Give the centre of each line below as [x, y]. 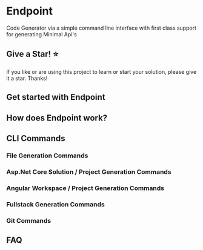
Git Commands [29, 220]
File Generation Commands [47, 156]
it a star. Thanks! [27, 78]
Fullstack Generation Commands [55, 204]
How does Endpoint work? [57, 118]
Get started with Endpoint [56, 97]
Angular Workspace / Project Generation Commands [85, 188]
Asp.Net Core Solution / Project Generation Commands [89, 172]
